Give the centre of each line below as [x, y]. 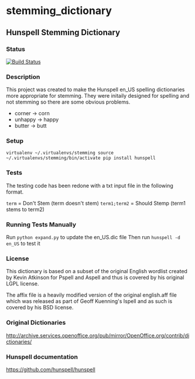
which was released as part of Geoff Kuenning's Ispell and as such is [89, 301]
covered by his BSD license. [40, 308]
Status [16, 49]
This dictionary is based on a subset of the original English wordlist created [97, 271]
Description [23, 77]
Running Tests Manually [41, 225]
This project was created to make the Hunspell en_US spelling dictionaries [95, 89]
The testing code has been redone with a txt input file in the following [90, 185]
